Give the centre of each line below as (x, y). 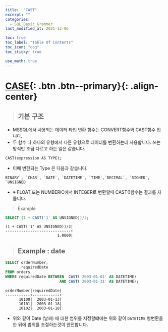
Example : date (41, 251)
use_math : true (21, 61)
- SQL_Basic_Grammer (31, 24)
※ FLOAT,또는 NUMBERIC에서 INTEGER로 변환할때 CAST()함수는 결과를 (84, 192)
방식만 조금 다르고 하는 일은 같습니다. (49, 148)
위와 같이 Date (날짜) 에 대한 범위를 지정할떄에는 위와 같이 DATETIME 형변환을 (88, 318)
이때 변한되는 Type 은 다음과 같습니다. (50, 168)
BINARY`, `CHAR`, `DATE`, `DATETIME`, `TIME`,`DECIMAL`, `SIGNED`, (78, 178)
